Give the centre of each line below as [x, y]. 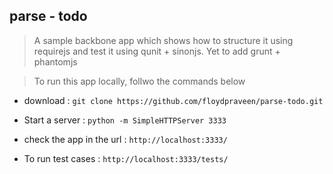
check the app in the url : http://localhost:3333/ [125, 139]
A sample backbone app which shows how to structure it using [163, 40]
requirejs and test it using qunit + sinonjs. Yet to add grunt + [157, 51]
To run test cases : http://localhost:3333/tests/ [126, 158]
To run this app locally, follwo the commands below [139, 81]
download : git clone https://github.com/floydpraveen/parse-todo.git [173, 100]
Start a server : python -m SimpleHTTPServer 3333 [125, 120]
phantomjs [55, 61]
